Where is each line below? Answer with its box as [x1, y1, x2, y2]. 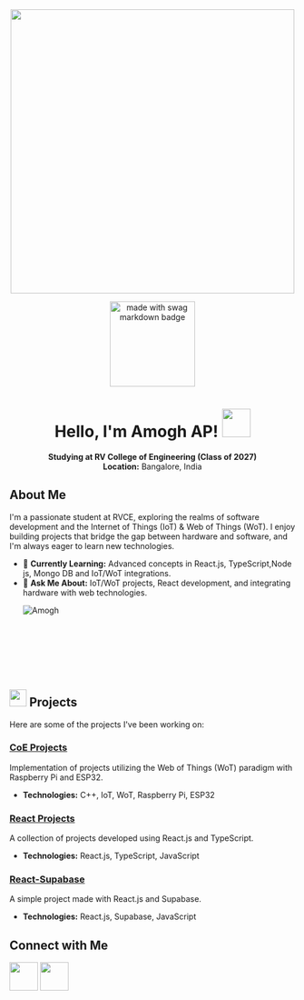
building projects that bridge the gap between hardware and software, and [9, 531, 289, 542]
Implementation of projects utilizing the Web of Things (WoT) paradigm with [9, 762, 293, 773]
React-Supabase [9, 873, 85, 885]
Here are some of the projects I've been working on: [9, 718, 205, 730]
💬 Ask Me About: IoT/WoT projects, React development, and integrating [22, 577, 291, 588]
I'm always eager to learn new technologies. [9, 540, 175, 551]
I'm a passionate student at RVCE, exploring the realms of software [9, 511, 260, 522]
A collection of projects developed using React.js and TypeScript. [9, 833, 254, 844]
